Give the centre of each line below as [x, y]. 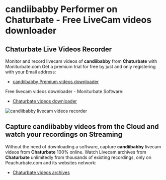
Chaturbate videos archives [41, 172]
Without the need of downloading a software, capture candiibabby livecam [83, 146]
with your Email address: [31, 72]
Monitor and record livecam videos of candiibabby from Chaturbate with [81, 61]
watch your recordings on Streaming [64, 134]
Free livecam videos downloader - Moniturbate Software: [64, 91]
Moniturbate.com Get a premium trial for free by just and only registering [80, 67]
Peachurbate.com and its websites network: [51, 162]
